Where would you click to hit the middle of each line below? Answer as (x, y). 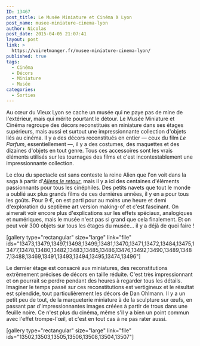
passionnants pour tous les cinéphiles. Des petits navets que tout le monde (99, 187)
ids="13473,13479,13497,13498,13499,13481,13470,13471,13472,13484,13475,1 (100, 244)
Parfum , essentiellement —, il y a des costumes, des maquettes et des (93, 144)
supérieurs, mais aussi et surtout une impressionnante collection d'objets (96, 131)
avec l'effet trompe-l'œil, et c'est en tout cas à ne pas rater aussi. (87, 318)
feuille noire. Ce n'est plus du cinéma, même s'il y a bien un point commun (98, 312)
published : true (26, 56)
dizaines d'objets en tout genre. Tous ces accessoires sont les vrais (90, 150)
